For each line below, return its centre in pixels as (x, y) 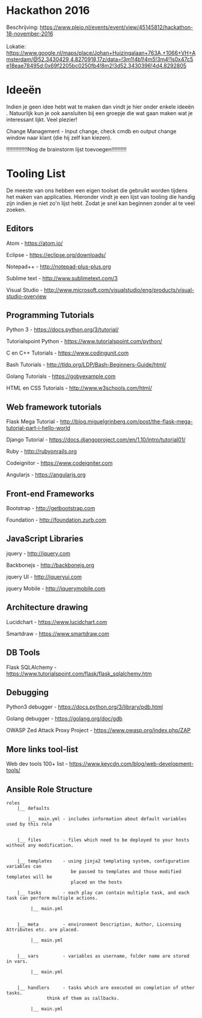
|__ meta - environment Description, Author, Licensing (99, 924)
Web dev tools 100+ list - (37, 764)
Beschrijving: (23, 27)
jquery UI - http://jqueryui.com (44, 577)
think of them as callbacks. (83, 998)
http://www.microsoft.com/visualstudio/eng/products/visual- (119, 289)
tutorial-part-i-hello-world (38, 428)
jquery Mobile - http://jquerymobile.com (56, 588)
